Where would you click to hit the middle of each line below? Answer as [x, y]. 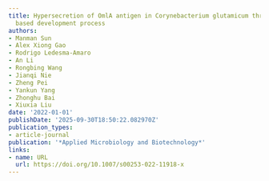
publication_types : [41, 127]
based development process [60, 23]
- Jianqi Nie [30, 75]
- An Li [21, 61]
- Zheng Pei [28, 82]
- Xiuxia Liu [30, 105]
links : [19, 150]
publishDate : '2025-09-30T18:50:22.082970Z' [84, 120]
